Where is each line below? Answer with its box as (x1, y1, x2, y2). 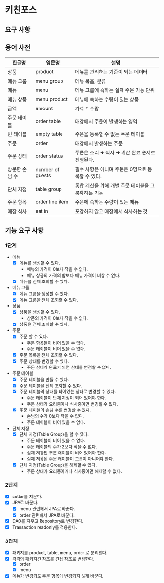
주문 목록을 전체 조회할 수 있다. (19, 352, 78, 358)
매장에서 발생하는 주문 (75, 140, 123, 147)
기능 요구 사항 (5, 226, 44, 235)
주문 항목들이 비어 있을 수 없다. (26, 340, 85, 345)
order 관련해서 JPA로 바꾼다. (19, 512, 75, 518)
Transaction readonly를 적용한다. (12, 524, 77, 530)
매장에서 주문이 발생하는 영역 (75, 118, 138, 125)
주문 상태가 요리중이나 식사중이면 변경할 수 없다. (26, 401, 118, 407)
